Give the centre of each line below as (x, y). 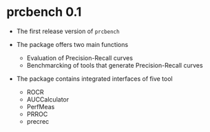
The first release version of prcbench (68, 31)
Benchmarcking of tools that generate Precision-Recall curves (115, 65)
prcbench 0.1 (44, 12)
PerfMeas (41, 106)
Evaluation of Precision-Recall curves (80, 58)
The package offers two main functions (72, 44)
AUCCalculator (48, 99)
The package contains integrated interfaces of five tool (94, 78)
